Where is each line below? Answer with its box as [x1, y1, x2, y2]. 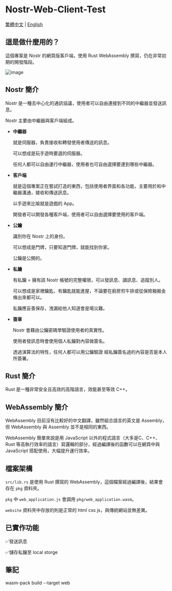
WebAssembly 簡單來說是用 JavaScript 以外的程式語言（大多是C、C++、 [5, 435, 160, 441]
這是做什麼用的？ [5, 38, 60, 47]
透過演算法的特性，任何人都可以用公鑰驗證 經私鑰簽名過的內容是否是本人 [12, 349, 167, 355]
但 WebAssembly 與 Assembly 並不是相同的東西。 [5, 424, 111, 430]
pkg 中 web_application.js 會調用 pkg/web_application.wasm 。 [5, 496, 137, 502]
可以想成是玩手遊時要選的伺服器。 [12, 150, 85, 156]
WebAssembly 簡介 [5, 403, 68, 411]
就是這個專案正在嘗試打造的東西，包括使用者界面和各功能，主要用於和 [12, 183, 162, 189]
